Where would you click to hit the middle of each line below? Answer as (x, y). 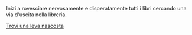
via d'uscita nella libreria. (36, 15)
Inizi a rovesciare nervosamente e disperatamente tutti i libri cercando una (96, 8)
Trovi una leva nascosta (35, 26)
